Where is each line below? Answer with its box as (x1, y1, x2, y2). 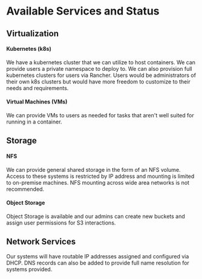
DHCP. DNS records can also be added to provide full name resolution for (6, 259, 189, 266)
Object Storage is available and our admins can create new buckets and (6, 212, 186, 220)
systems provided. (6, 265, 53, 273)
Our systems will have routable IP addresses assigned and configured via (6, 252, 189, 260)
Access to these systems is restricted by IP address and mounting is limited (6, 172, 195, 180)
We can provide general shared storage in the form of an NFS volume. (6, 166, 181, 173)
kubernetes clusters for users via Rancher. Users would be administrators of (6, 71, 197, 79)
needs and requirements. (6, 84, 69, 91)
